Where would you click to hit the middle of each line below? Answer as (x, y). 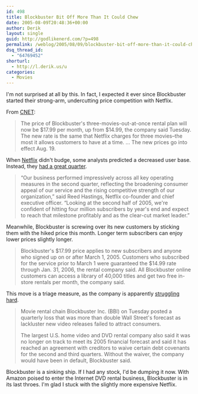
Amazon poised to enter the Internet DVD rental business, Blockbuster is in (97, 378)
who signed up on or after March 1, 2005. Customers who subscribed (105, 257)
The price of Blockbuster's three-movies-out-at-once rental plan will (104, 123)
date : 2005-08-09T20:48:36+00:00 (47, 22)
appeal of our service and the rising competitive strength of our (98, 190)
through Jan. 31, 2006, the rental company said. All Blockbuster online (106, 270)
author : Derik (24, 28)
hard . (12, 300)
